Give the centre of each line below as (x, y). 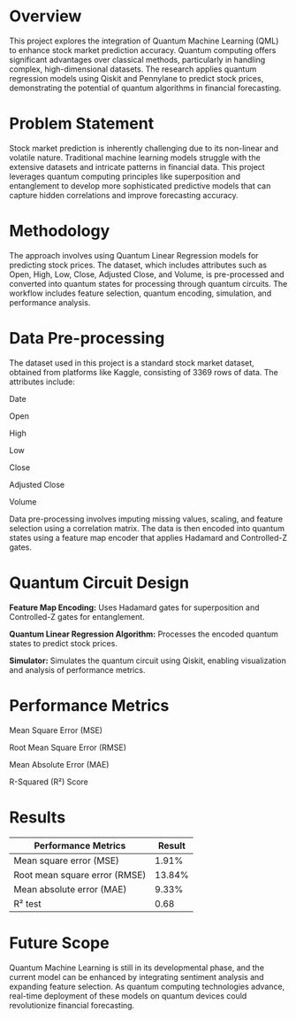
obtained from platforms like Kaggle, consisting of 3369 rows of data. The (144, 372)
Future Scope (59, 942)
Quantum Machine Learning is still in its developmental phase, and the (137, 968)
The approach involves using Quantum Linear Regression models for (134, 255)
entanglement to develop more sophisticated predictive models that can (140, 185)
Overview (46, 16)
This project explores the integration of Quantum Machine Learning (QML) (144, 41)
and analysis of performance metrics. (77, 669)
